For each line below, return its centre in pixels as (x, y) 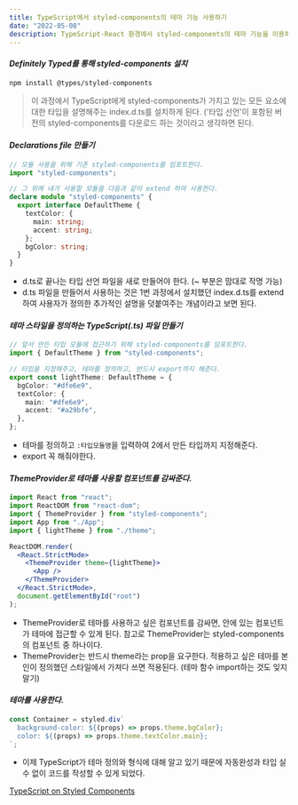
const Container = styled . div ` (67, 719)
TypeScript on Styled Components (72, 791)
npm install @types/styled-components (81, 83)
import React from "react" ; (61, 498)
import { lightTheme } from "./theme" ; (83, 530)
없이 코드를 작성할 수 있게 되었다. (88, 773)
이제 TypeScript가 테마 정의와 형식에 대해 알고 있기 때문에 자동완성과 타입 (149, 762)
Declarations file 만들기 (52, 145)
